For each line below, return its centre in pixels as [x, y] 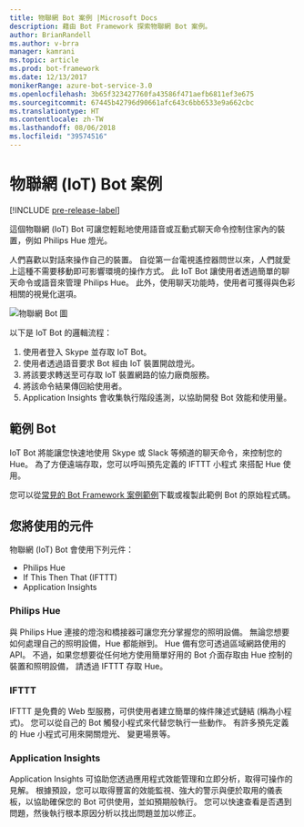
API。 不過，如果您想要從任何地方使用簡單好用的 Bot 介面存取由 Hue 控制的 [151, 654]
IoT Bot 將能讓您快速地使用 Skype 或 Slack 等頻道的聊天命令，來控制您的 [146, 453]
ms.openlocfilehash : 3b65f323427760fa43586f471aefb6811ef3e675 [132, 94]
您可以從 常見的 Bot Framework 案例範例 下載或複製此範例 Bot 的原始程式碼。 [152, 495]
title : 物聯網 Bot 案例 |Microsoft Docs [83, 18]
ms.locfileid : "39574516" [58, 137]
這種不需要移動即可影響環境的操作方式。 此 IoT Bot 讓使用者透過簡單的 [149, 271]
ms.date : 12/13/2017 [49, 77]
